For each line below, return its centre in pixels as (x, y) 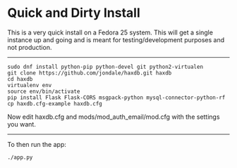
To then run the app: (37, 144)
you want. (22, 124)
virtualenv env (30, 85)
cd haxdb (20, 79)
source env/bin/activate (44, 91)
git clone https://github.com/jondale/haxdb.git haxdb (90, 73)
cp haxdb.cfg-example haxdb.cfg (55, 103)
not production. (30, 47)
